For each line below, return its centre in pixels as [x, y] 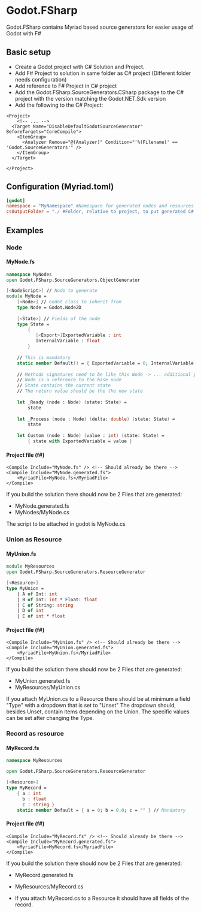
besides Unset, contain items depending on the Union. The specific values [98, 712]
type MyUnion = [25, 588]
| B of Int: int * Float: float [57, 599]
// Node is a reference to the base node [69, 380]
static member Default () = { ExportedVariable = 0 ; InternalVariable [106, 363]
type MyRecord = [26, 788]
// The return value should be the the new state [80, 391]
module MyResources [31, 567]
